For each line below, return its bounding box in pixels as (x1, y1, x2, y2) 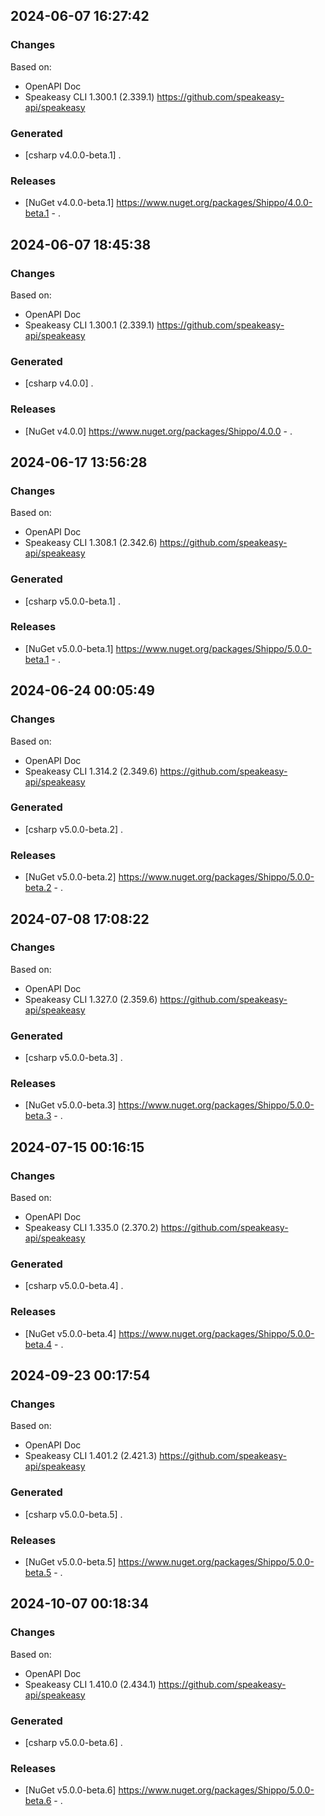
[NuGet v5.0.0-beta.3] (24, 1099, 117, 1111)
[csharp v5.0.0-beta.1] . (24, 595, 122, 607)
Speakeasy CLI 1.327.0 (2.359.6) (24, 993, 158, 1005)
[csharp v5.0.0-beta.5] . (24, 1508, 123, 1520)
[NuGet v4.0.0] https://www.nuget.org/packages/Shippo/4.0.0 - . (24, 425, 293, 437)
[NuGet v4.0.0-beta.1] (24, 197, 115, 209)
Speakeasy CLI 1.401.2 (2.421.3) (24, 1450, 158, 1462)
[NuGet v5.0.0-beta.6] (24, 1784, 117, 1796)
